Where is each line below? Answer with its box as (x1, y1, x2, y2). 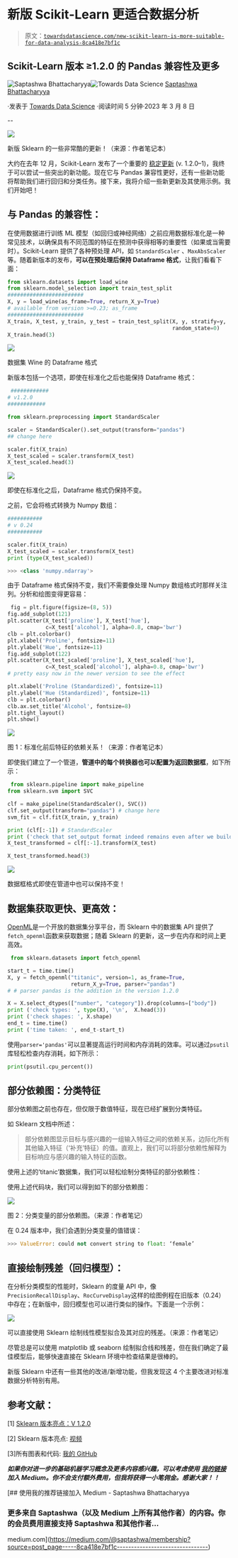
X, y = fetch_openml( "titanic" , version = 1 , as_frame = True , (7, 974, 186, 981)
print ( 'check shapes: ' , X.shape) (7, 1013, 113, 1020)
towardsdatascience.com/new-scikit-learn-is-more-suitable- (43, 33, 225, 40)
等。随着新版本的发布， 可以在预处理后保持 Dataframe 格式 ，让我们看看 (7, 255, 216, 263)
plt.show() (7, 716, 40, 723)
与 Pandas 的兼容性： (7, 209, 101, 221)
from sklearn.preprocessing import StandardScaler (7, 413, 160, 421)
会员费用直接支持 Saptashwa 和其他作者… (14, 1518, 159, 1528)
